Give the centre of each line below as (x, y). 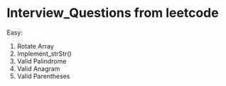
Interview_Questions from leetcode (113, 13)
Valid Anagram (38, 68)
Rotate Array (35, 46)
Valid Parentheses (43, 76)
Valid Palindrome (42, 61)
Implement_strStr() (44, 54)
